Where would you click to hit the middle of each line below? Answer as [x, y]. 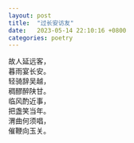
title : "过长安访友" [41, 23]
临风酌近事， [29, 101]
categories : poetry [41, 38]
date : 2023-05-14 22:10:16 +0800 [67, 30]
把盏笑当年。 [29, 111]
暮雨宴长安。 [29, 71]
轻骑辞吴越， [29, 81]
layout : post [30, 15]
